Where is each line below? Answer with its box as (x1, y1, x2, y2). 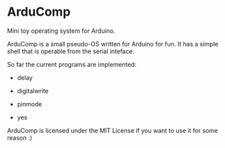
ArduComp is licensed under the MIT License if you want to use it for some (7, 126, 218, 134)
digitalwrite (16, 87, 49, 95)
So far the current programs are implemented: (7, 60, 137, 68)
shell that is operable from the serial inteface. (7, 47, 135, 55)
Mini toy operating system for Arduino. (7, 27, 116, 35)
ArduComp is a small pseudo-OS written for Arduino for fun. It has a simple (7, 40, 219, 48)
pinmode (16, 100, 42, 108)
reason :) (7, 134, 33, 142)
